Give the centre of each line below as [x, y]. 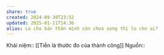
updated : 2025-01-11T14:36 [40, 23]
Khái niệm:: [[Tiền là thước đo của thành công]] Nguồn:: [76, 45]
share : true [21, 12]
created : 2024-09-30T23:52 [40, 17]
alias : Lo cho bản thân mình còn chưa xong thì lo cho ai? [82, 28]
